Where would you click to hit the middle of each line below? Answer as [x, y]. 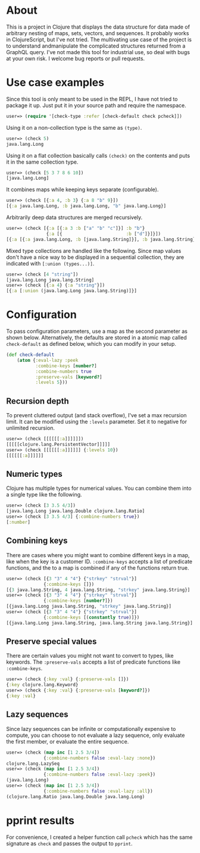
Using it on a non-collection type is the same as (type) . [74, 127]
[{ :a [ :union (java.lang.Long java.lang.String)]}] [71, 291]
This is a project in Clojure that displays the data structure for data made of [98, 27]
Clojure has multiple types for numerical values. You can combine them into [99, 488]
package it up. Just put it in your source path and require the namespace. [96, 105]
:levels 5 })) [51, 382]
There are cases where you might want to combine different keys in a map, [98, 555]
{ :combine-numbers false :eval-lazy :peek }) [100, 774]
